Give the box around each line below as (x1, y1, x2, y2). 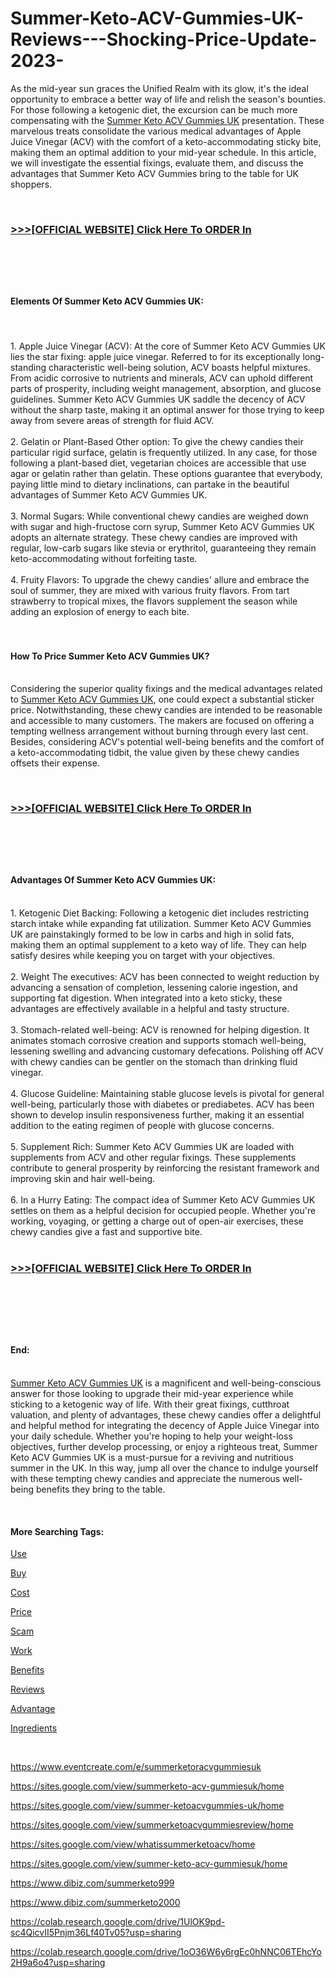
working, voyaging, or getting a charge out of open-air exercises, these (10, 1215, 304, 1227)
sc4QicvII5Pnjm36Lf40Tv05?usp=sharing (10, 1927, 182, 1939)
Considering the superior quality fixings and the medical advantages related (10, 683, 323, 695)
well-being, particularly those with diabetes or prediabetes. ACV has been (10, 1098, 315, 1110)
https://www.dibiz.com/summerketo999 (10, 1877, 175, 1889)
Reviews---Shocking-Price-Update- (10, 28, 318, 51)
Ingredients (10, 1722, 58, 1734)
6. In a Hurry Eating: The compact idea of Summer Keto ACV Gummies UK (10, 1193, 316, 1206)
